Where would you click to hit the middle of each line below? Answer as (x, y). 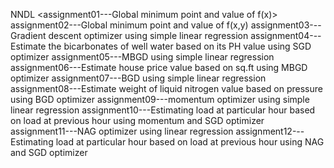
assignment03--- (286, 25)
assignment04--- (286, 35)
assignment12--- (270, 131)
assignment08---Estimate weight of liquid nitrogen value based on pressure (166, 88)
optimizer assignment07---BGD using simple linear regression (138, 78)
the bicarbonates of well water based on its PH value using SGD (180, 46)
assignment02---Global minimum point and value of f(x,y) (129, 25)
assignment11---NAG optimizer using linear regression (122, 131)
